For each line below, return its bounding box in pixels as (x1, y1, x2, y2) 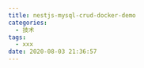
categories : (8, 19, 47, 27)
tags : (8, 33, 26, 41)
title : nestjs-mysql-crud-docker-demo (8, 11, 136, 20)
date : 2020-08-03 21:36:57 (8, 48, 97, 55)
